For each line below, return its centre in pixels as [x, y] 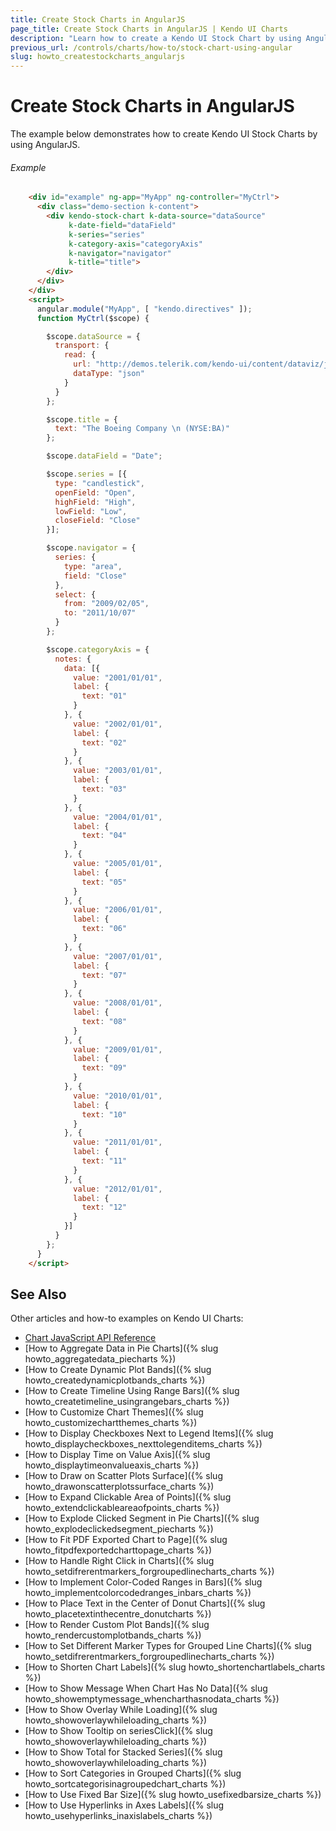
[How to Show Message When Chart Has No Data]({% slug [146, 1688]
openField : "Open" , [95, 492]
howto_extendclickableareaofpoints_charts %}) [122, 1508]
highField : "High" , [95, 502]
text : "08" [104, 1021]
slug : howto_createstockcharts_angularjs [98, 57]
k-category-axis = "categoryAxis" [135, 244]
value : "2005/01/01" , [118, 864]
